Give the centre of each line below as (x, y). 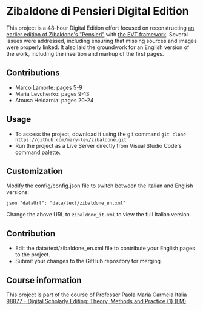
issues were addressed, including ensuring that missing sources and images (101, 41)
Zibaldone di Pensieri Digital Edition (98, 11)
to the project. (32, 255)
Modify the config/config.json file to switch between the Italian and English (100, 186)
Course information (44, 280)
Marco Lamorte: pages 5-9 (49, 87)
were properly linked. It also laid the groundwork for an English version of (98, 47)
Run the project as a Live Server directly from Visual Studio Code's (98, 145)
